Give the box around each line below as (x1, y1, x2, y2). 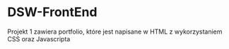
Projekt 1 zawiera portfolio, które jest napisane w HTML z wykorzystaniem (7, 27, 223, 36)
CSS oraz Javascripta (7, 34, 71, 43)
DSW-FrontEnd (7, 4, 98, 20)
